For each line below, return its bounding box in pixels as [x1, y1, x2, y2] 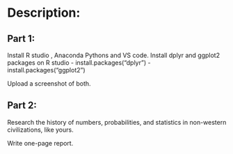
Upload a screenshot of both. [7, 79, 92, 88]
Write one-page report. [7, 139, 74, 147]
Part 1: [7, 33, 35, 45]
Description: [7, 5, 81, 21]
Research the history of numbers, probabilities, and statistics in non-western [7, 118, 227, 126]
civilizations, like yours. [7, 125, 74, 134]
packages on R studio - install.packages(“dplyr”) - [7, 59, 151, 67]
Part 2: [7, 100, 37, 111]
